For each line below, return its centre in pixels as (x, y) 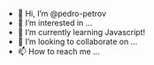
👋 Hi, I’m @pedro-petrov (62, 14)
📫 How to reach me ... (58, 51)
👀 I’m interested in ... (55, 23)
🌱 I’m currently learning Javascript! (81, 32)
